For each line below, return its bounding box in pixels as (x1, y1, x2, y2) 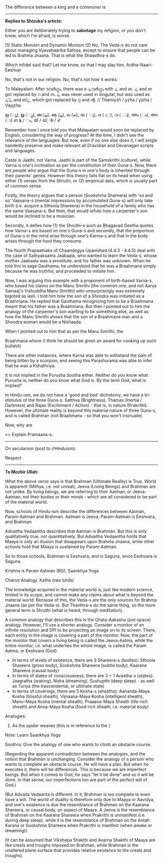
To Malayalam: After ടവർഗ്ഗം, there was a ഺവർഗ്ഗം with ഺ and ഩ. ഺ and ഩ (5, 86, 152, 92)
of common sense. (5, 183, 43, 189)
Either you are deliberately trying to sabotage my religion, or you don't (5, 28, 146, 33)
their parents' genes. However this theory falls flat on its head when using (5, 173, 153, 178)
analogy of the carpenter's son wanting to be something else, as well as (5, 309, 149, 314)
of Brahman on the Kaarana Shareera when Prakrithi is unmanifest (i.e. (5, 812, 146, 818)
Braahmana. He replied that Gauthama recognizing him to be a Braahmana (5, 298, 154, 304)
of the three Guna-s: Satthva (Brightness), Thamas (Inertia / (22, 397, 142, 403)
